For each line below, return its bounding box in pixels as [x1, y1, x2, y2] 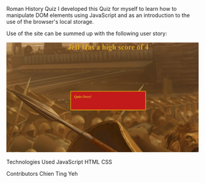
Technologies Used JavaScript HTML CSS [6, 158, 113, 165]
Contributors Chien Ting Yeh [6, 170, 78, 177]
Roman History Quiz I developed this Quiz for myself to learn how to [6, 5, 177, 12]
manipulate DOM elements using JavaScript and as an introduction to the [6, 12, 190, 19]
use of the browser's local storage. [6, 18, 95, 25]
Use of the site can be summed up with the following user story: [6, 30, 168, 37]
